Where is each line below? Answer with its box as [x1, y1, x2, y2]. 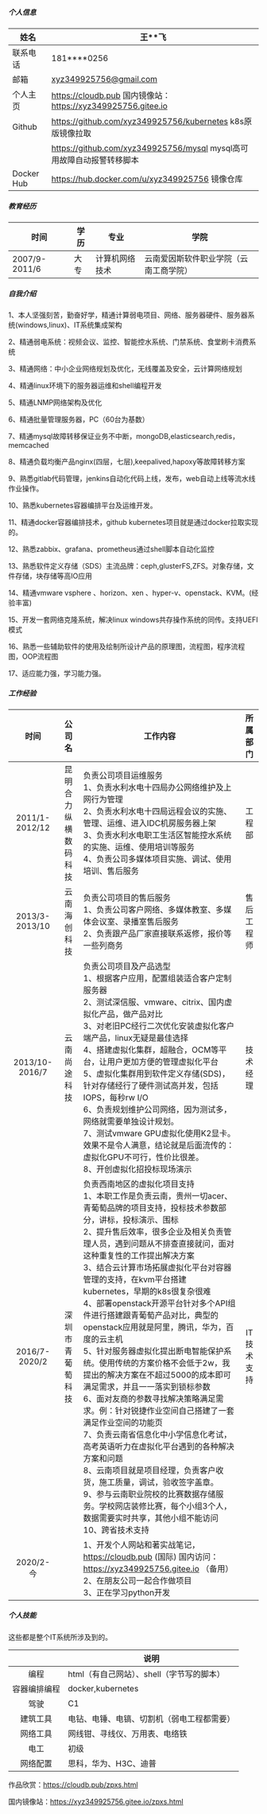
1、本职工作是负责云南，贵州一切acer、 [83, 1190, 233, 1201]
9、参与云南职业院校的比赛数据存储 [83, 1488, 216, 1499]
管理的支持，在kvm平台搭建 [83, 1273, 187, 1284]
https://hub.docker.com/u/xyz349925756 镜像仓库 [51, 173, 243, 185]
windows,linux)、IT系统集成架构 [17, 320, 122, 329]
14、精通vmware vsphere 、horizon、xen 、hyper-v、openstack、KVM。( [8, 588, 252, 597]
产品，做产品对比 [99, 1008, 163, 1020]
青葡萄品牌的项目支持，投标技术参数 [83, 1202, 219, 1213]
